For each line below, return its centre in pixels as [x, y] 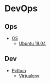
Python [19, 70]
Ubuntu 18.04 [32, 43]
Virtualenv [29, 76]
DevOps [21, 9]
